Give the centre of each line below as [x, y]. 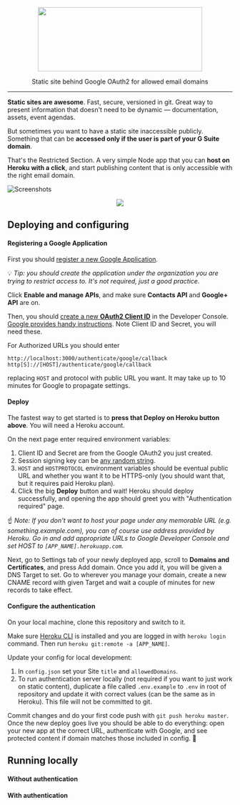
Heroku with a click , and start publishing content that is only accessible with [120, 167]
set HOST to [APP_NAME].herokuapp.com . [65, 546]
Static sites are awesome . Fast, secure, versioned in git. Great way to [110, 102]
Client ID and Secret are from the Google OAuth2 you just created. [115, 453]
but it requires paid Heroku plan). [66, 483]
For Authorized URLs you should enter [64, 345]
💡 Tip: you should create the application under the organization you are [113, 273]
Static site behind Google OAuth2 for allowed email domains [120, 81]
